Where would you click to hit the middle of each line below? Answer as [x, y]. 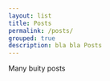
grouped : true [32, 38]
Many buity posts [37, 68]
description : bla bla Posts [55, 46]
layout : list [30, 16]
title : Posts [30, 23]
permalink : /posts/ [41, 30]
